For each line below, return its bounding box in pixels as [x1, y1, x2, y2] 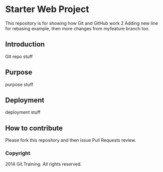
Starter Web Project [5, 4, 89, 15]
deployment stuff [5, 109, 41, 115]
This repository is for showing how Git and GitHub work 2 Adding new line [5, 20, 158, 26]
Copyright [5, 150, 31, 157]
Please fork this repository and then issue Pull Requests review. [5, 137, 136, 143]
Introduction [5, 40, 45, 49]
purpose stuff [5, 81, 34, 88]
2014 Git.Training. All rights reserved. [5, 161, 82, 167]
